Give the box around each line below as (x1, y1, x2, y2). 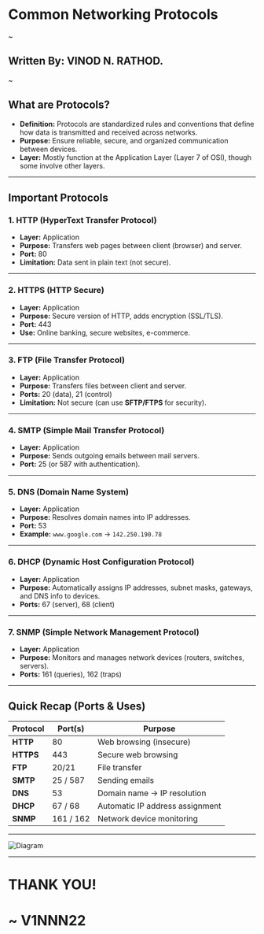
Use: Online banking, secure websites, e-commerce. (19, 328, 191, 337)
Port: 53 (19, 521, 47, 531)
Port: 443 (19, 319, 52, 328)
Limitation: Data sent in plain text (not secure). (19, 258, 171, 267)
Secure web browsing (97, 749, 178, 760)
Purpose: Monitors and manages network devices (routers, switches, (19, 653, 245, 662)
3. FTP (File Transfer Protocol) (8, 354, 126, 365)
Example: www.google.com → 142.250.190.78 (19, 529, 163, 539)
